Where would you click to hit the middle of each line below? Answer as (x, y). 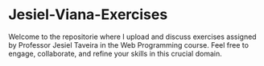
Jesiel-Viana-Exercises (88, 15)
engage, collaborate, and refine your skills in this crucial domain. (115, 53)
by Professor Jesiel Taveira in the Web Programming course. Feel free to (129, 45)
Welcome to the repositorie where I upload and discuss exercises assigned (132, 37)
